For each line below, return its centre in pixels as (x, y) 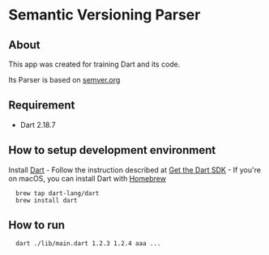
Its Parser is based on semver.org (64, 80)
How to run (37, 225)
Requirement (42, 106)
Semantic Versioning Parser (105, 15)
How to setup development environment (112, 150)
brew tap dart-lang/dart (58, 193)
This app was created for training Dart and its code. (94, 64)
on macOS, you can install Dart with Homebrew (87, 178)
